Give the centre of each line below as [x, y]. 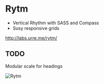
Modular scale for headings [34, 66]
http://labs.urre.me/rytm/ [31, 38]
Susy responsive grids [36, 28]
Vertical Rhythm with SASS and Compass [56, 23]
